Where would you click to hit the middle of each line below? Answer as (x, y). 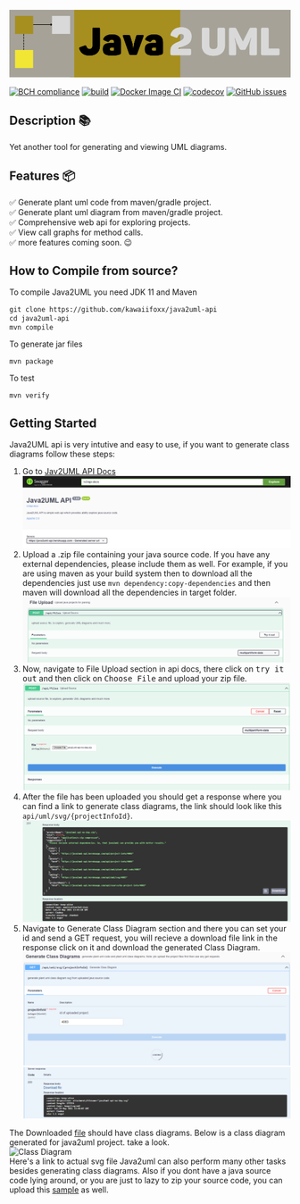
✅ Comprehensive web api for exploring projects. (100, 222)
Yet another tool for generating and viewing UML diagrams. (118, 146)
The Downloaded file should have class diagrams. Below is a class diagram (147, 1133)
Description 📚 (50, 121)
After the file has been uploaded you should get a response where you (152, 797)
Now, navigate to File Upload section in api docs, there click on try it (153, 669)
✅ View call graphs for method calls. (76, 232)
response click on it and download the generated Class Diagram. (141, 948)
